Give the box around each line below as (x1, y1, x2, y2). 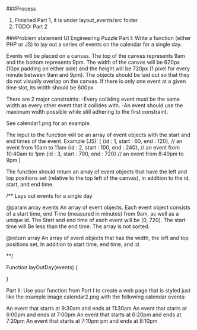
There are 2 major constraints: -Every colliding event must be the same (6, 95, 180, 102)
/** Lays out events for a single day (6, 192, 93, 199)
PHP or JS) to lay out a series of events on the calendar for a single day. (6, 41, 182, 48)
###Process (6, 5, 36, 12)
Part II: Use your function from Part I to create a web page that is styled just (6, 287, 191, 294)
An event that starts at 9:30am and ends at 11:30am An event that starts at (6, 305, 187, 312)
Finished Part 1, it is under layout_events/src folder (14, 17, 138, 23)
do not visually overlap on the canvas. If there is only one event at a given (6, 77, 186, 85)
